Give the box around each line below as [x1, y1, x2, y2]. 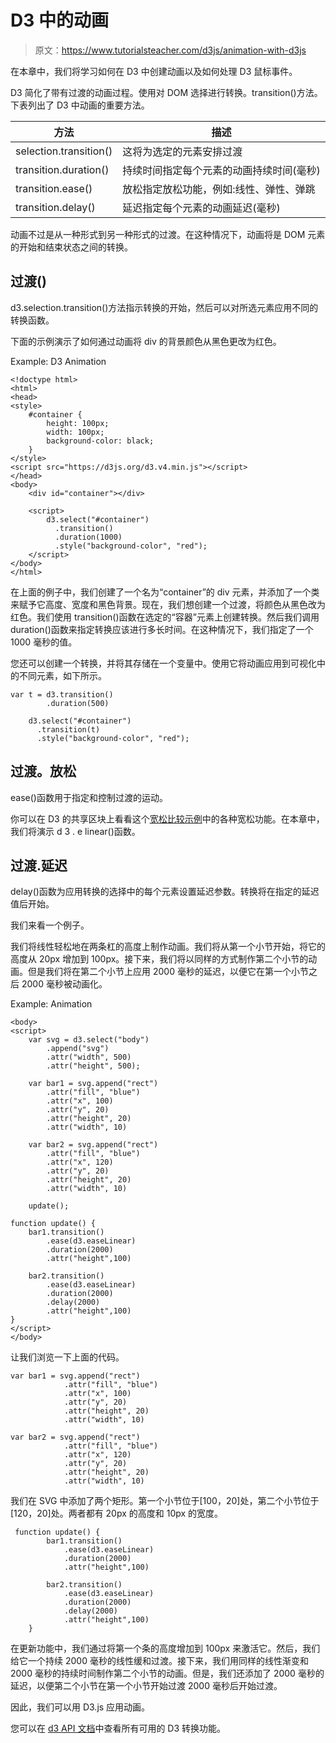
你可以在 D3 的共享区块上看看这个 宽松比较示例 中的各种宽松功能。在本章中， [10, 812, 325, 825]
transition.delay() [15, 200, 96, 214]
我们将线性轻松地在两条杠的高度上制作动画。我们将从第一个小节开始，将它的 [10, 941, 326, 953]
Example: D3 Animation [10, 355, 107, 367]
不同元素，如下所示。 [18, 669, 107, 681]
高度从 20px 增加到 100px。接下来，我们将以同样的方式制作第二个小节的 [10, 953, 309, 965]
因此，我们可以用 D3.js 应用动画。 [10, 1701, 151, 1713]
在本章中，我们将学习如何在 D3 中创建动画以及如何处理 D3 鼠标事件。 [10, 65, 298, 77]
